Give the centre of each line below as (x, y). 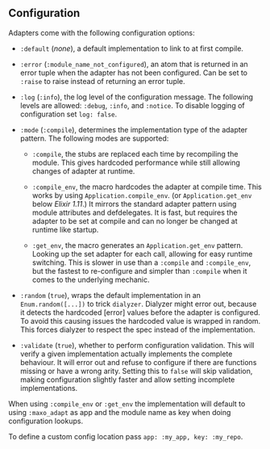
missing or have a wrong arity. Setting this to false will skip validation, (136, 371)
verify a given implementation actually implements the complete (126, 354)
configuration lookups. (46, 421)
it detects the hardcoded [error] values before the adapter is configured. (140, 312)
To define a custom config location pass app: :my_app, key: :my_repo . (126, 436)
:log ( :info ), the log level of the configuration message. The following (137, 97)
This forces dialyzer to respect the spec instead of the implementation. (137, 329)
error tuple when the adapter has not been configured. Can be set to (134, 73)
